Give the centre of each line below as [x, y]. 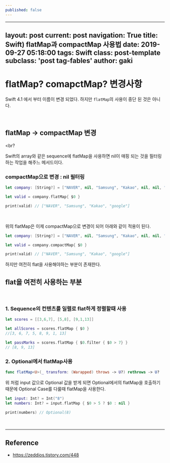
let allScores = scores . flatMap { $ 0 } [47, 329]
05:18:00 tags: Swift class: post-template [94, 53]
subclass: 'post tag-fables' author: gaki [69, 61]
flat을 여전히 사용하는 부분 [44, 282]
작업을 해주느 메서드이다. [39, 162]
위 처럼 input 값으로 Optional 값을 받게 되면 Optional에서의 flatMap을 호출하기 [83, 382]
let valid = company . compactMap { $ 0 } [46, 245]
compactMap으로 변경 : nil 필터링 [45, 177]
